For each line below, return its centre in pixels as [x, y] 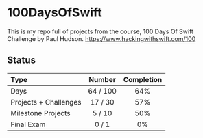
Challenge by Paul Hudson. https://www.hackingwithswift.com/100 [101, 38]
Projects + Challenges [46, 102]
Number [103, 79]
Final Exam [28, 124]
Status [22, 60]
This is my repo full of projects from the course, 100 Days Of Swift [100, 31]
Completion [143, 79]
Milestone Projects [40, 113]
